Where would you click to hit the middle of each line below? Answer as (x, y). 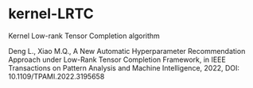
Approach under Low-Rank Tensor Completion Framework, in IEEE (117, 59)
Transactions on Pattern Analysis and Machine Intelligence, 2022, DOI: (124, 67)
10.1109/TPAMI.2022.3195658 (56, 76)
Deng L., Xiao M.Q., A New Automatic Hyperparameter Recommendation (127, 51)
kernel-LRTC (51, 14)
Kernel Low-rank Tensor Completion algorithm (84, 36)
